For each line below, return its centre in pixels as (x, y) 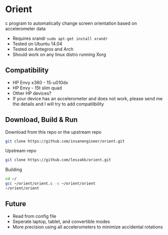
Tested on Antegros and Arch (43, 49)
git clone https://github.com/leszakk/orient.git (58, 160)
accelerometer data (26, 28)
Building (14, 169)
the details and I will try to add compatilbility (58, 104)
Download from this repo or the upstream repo (53, 132)
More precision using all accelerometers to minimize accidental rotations (88, 227)
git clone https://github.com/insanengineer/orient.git (65, 141)
